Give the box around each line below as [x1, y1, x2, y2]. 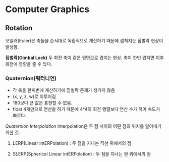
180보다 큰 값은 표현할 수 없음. [12, 100, 73, 106]
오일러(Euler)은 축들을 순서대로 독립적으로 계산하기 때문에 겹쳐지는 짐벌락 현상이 [5, 38, 163, 43]
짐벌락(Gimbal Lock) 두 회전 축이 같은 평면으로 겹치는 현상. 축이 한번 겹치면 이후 [5, 55, 164, 61]
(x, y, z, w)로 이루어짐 [12, 93, 57, 99]
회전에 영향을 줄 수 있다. [5, 61, 52, 67]
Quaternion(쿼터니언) [5, 75, 57, 82]
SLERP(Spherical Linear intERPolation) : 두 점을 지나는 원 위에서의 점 [12, 151, 151, 157]
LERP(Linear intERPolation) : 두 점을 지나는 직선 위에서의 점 [12, 140, 132, 146]
